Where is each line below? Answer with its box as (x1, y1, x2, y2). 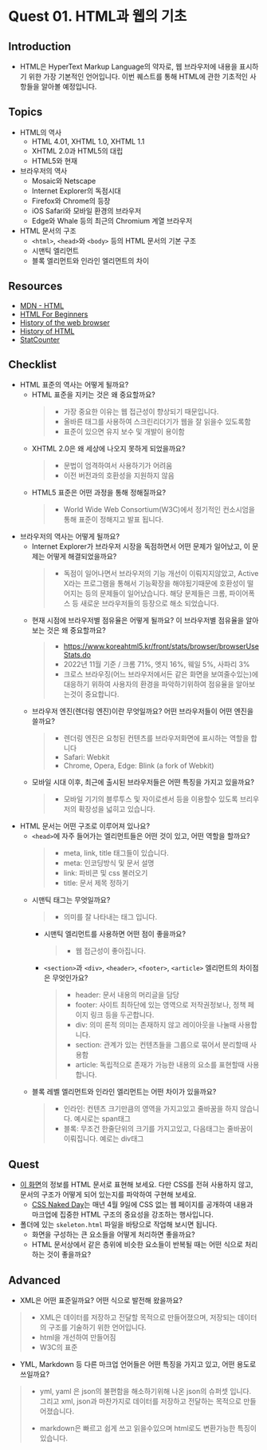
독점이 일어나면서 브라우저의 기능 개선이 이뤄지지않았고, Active (63, 569, 259, 578)
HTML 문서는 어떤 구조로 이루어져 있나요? (19, 821, 150, 831)
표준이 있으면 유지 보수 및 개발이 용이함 (63, 427, 185, 436)
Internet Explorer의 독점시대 (31, 185, 121, 196)
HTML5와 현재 (31, 156, 78, 165)
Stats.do (63, 650, 92, 660)
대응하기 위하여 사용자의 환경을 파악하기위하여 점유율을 (63, 680, 234, 689)
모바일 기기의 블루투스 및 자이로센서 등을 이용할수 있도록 (63, 794, 238, 804)
